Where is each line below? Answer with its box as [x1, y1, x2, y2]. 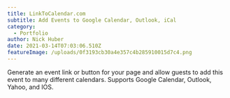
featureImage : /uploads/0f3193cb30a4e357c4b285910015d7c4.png [7, 49, 192, 56]
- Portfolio [13, 29, 49, 37]
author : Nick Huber [7, 36, 64, 43]
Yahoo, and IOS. [7, 83, 54, 91]
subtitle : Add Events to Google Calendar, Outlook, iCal [7, 17, 177, 24]
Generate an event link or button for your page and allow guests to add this [7, 67, 224, 76]
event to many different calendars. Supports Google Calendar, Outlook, [7, 75, 212, 83]
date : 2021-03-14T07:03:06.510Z [7, 42, 101, 49]
